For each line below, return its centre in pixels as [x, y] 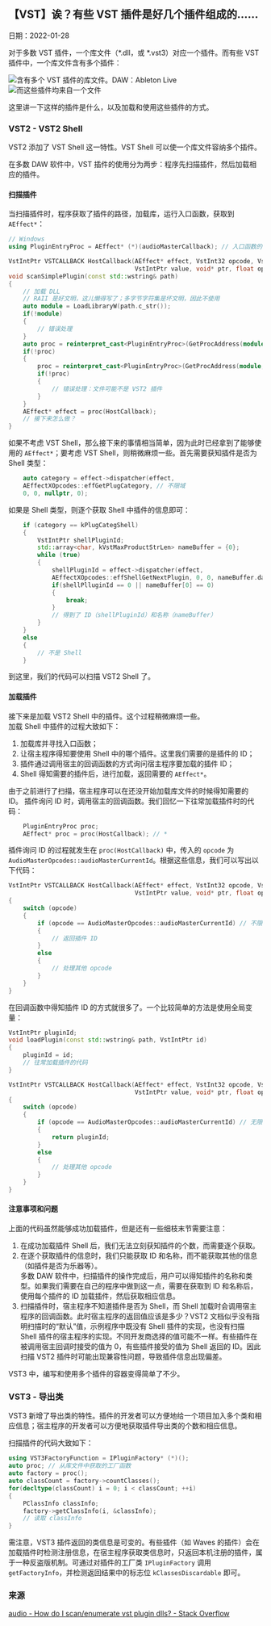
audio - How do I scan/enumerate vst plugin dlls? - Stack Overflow [119, 1614]
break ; [77, 600]
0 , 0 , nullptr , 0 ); [56, 493]
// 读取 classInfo [52, 1519]
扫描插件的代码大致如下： [51, 1443]
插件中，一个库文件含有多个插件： [65, 62]
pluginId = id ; [48, 1055]
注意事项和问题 [33, 1209]
